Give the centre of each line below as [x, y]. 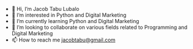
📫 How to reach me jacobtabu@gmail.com [63, 40]
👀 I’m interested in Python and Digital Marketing [69, 15]
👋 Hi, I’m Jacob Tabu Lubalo [45, 9]
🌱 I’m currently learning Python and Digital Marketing [75, 21]
